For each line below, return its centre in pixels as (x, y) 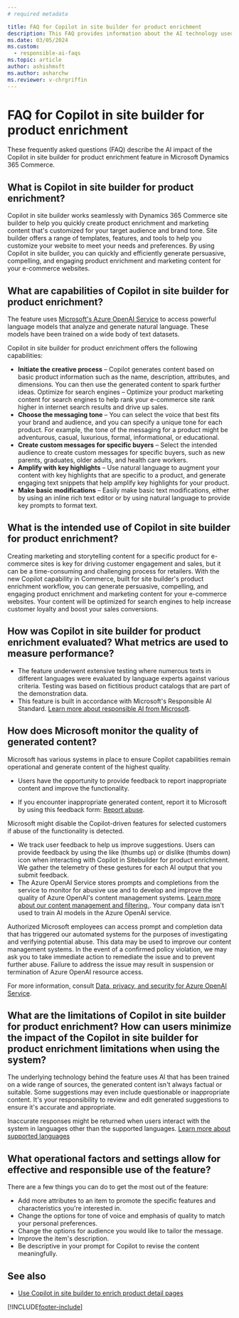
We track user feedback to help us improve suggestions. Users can (116, 845)
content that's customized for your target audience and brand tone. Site (112, 231)
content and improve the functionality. (73, 788)
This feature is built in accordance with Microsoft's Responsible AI (115, 701)
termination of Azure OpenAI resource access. (75, 971)
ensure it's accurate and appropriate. (62, 1107)
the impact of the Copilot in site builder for (103, 1037)
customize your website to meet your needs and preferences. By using (111, 246)
